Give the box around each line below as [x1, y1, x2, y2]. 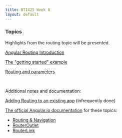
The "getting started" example [5, 59, 67, 65]
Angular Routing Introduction [5, 49, 65, 55]
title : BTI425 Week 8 [5, 7, 50, 12]
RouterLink [12, 128, 35, 134]
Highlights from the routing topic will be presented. [5, 39, 110, 45]
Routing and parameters [5, 68, 55, 75]
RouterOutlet [12, 122, 39, 128]
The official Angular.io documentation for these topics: [5, 107, 117, 113]
